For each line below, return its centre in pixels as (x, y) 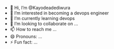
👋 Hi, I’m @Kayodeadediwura (40, 8)
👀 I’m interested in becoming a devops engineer (59, 13)
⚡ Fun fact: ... (24, 42)
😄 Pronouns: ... (26, 36)
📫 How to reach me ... (33, 29)
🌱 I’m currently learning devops (42, 18)
